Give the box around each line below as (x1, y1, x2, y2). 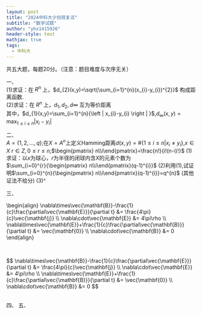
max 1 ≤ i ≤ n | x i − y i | (6, 118, 52, 127)
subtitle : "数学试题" (6, 20, 57, 26)
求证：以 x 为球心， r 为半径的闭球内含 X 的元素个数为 (6, 154, 131, 162)
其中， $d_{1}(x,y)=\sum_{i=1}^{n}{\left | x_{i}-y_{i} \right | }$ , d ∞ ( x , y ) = (6, 110, 181, 118)
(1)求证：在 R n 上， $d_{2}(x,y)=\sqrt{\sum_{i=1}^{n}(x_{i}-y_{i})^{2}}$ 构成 (6, 85, 191, 93)
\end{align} (6, 233, 34, 241)
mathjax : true (6, 37, 42, 43)
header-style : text (6, 31, 55, 37)
